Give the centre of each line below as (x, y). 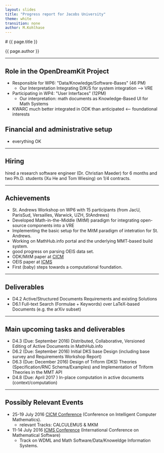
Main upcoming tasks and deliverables (65, 329)
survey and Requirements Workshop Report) (57, 357)
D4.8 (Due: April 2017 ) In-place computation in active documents (78, 377)
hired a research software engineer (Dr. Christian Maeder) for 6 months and (81, 173)
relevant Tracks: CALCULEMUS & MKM (59, 425)
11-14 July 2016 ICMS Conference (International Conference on (75, 430)
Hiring (15, 161)
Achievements (28, 198)
